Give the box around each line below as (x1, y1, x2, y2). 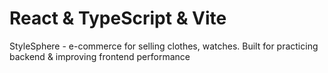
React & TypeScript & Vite (9, 7, 227, 30)
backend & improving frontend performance (9, 50, 191, 62)
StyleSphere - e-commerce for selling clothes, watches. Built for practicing (9, 40, 319, 52)
